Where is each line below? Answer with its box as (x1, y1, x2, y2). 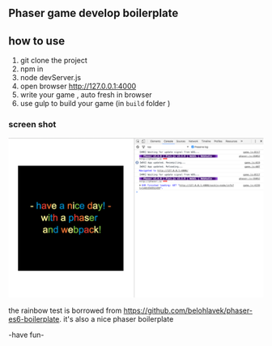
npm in (19, 64, 44, 74)
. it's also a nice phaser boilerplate (59, 314, 174, 324)
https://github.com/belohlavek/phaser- (123, 305, 253, 315)
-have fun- (8, 330, 45, 340)
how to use (8, 34, 66, 48)
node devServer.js (19, 73, 82, 83)
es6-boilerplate (8, 314, 60, 324)
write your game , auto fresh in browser (19, 90, 152, 100)
